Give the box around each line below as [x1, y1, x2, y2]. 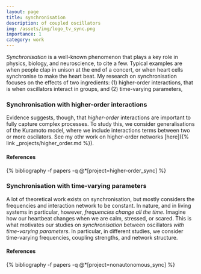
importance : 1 [6, 31, 42, 37]
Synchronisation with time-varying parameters [6, 182, 147, 190]
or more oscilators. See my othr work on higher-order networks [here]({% [6, 133, 190, 140]
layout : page [6, 8, 39, 15]
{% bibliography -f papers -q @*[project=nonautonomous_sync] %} [6, 261, 176, 268]
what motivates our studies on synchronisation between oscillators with [6, 221, 185, 228]
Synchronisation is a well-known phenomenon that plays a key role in [6, 54, 179, 60]
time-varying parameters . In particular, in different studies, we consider [6, 227, 184, 235]
